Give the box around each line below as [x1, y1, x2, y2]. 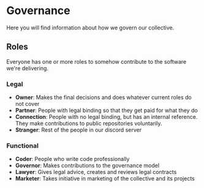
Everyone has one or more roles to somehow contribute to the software [6, 58, 187, 65]
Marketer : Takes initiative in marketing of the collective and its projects [15, 175, 195, 182]
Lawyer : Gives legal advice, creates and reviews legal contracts [15, 168, 177, 176]
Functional [6, 141, 39, 150]
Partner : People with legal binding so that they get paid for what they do [15, 107, 198, 114]
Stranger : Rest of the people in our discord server [15, 126, 142, 133]
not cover [15, 100, 40, 108]
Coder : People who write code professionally [15, 156, 130, 163]
